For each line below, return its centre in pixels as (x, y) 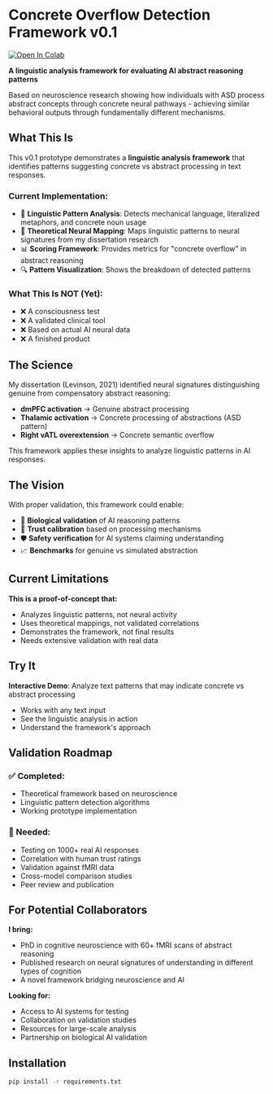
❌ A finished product (55, 339)
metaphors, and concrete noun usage (83, 222)
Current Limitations (59, 579)
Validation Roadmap (61, 753)
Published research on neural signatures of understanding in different (136, 963)
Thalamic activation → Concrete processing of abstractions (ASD (130, 418)
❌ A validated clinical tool (63, 321)
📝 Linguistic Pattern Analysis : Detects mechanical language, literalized (140, 214)
